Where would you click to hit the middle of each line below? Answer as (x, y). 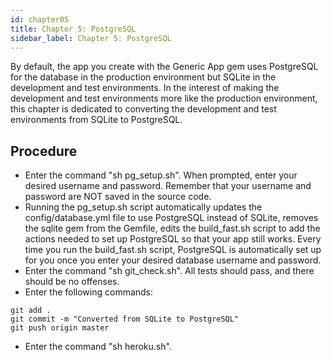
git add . (31, 311)
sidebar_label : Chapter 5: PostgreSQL (91, 38)
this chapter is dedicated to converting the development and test (143, 109)
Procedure (44, 151)
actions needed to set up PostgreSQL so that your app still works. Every (173, 239)
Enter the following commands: (89, 292)
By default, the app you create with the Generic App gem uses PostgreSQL (164, 67)
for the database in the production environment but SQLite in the (143, 77)
